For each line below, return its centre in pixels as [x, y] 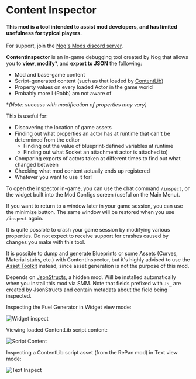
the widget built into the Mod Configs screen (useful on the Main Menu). [93, 195]
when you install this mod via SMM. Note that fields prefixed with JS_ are [94, 284]
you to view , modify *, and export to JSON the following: [74, 63]
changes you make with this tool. [46, 242]
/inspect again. [25, 218]
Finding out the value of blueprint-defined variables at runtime [98, 146]
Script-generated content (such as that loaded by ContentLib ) [89, 81]
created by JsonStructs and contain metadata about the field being [87, 290]
